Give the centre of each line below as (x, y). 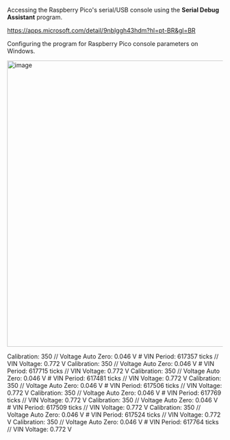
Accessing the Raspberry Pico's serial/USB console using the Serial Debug (113, 10)
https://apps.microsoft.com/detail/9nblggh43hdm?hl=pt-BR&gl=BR (102, 30)
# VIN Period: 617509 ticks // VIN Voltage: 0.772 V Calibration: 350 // (104, 407)
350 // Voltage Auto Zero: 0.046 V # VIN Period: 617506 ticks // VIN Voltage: (115, 386)
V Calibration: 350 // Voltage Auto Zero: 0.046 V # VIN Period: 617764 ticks (113, 422)
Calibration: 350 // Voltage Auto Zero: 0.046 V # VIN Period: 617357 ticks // (113, 356)
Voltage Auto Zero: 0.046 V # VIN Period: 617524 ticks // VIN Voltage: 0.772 (114, 415)
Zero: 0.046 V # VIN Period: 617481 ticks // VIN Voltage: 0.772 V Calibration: (114, 378)
